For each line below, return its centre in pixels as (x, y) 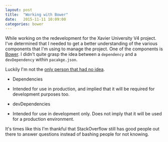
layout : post (19, 10)
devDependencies (31, 104)
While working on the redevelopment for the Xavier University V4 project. (81, 38)
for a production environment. (43, 119)
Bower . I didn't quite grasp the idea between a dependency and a (71, 54)
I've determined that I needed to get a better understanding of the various (81, 44)
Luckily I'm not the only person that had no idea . (55, 69)
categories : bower (24, 24)
